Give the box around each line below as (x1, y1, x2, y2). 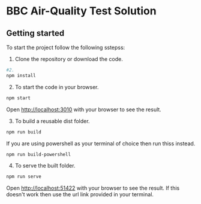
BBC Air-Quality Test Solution (6, 4, 157, 18)
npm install (6, 72, 36, 78)
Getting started (6, 28, 65, 38)
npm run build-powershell (6, 151, 71, 157)
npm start (6, 95, 31, 101)
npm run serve (6, 173, 42, 180)
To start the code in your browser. (14, 83, 99, 90)
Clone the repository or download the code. (14, 56, 123, 62)
